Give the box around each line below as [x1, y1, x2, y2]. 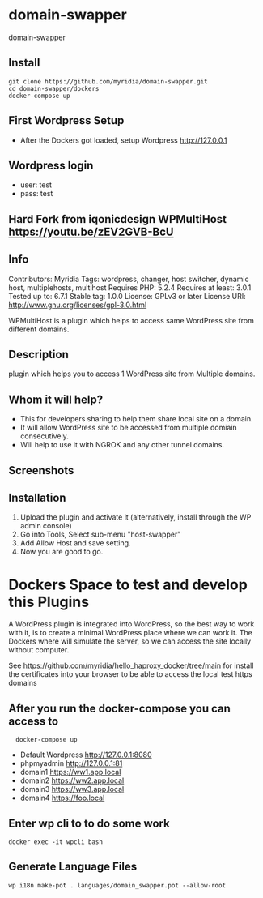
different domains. [8, 324, 70, 334]
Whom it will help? [8, 392, 104, 406]
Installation [8, 490, 66, 504]
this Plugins [8, 592, 90, 611]
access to [8, 714, 59, 728]
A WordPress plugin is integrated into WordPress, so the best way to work [8, 619, 255, 629]
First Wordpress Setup [8, 113, 125, 127]
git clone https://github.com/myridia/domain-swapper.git [8, 77, 208, 86]
